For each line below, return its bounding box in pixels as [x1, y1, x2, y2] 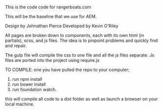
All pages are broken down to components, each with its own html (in [5, 33, 144, 38]
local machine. [5, 101, 35, 107]
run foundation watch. [12, 87, 57, 92]
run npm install [12, 76, 42, 82]
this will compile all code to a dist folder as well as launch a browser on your [5, 96, 158, 102]
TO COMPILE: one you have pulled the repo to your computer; [5, 67, 130, 73]
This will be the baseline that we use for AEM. [5, 14, 97, 19]
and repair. [5, 43, 27, 48]
